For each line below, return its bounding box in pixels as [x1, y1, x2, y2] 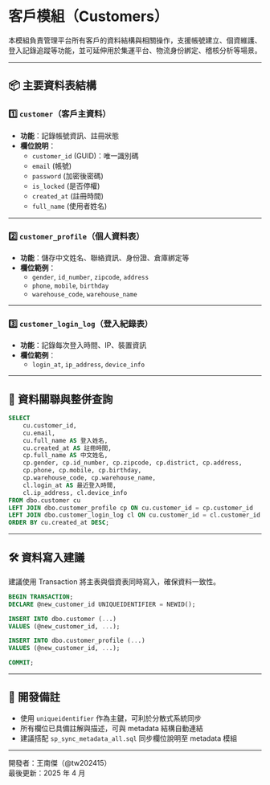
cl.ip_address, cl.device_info [22, 489, 128, 497]
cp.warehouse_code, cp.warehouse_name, [22, 474, 157, 482]
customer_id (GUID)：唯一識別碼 [31, 150, 139, 161]
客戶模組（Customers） [8, 7, 169, 26]
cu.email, [22, 429, 56, 437]
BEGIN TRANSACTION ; [8, 592, 74, 601]
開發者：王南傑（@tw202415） [8, 758, 112, 767]
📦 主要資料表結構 [8, 79, 97, 92]
